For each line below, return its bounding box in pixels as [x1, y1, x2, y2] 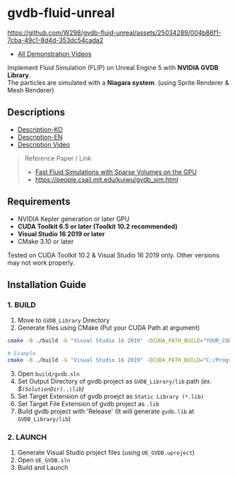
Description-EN [17, 132, 63, 141]
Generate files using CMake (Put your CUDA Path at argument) [17, 323, 200, 332]
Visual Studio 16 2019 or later [17, 229, 106, 238]
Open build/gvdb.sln [17, 369, 80, 378]
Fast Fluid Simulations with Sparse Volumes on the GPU [35, 168, 197, 176]
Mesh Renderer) [7, 86, 54, 94]
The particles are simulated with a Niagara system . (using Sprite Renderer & [7, 78, 229, 86]
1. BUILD [7, 299, 37, 309]
